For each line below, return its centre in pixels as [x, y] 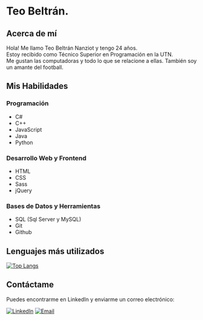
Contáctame [30, 285]
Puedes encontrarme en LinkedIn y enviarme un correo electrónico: [90, 299]
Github [23, 232]
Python [24, 142]
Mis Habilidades [37, 86]
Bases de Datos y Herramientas [53, 206]
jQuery [23, 190]
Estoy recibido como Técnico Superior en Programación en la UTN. [90, 54]
